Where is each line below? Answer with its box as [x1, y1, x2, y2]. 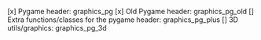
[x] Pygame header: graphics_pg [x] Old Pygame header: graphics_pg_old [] [7, 7, 255, 16]
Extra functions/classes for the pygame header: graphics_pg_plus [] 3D [7, 15, 239, 24]
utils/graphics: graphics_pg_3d [7, 24, 107, 32]
